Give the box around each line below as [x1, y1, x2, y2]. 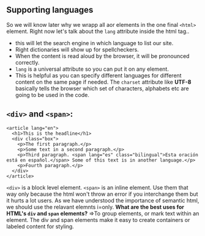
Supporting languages [6, 5, 94, 15]
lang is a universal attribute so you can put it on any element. [15, 65, 170, 73]
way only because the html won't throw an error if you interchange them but [6, 190, 198, 198]
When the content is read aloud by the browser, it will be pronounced [15, 52, 190, 60]
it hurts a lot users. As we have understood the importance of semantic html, [6, 196, 199, 204]
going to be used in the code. [15, 91, 90, 98]
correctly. [15, 59, 40, 66]
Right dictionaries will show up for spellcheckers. [15, 46, 139, 53]
